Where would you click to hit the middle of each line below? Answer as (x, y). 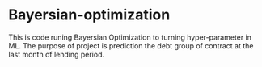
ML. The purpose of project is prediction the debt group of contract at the (131, 45)
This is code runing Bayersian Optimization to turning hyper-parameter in (130, 37)
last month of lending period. (57, 54)
